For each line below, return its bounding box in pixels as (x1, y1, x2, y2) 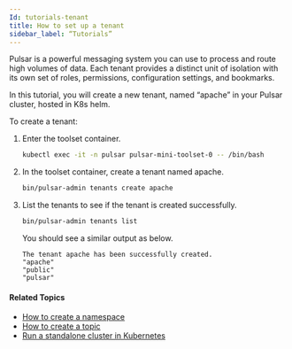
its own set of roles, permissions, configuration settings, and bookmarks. (9, 73, 275, 83)
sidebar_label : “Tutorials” (9, 29, 113, 38)
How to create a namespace (21, 312, 126, 322)
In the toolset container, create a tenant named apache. (21, 167, 224, 177)
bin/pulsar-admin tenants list (21, 217, 138, 226)
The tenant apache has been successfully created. (21, 250, 213, 259)
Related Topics (9, 291, 65, 302)
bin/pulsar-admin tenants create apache (21, 183, 173, 193)
